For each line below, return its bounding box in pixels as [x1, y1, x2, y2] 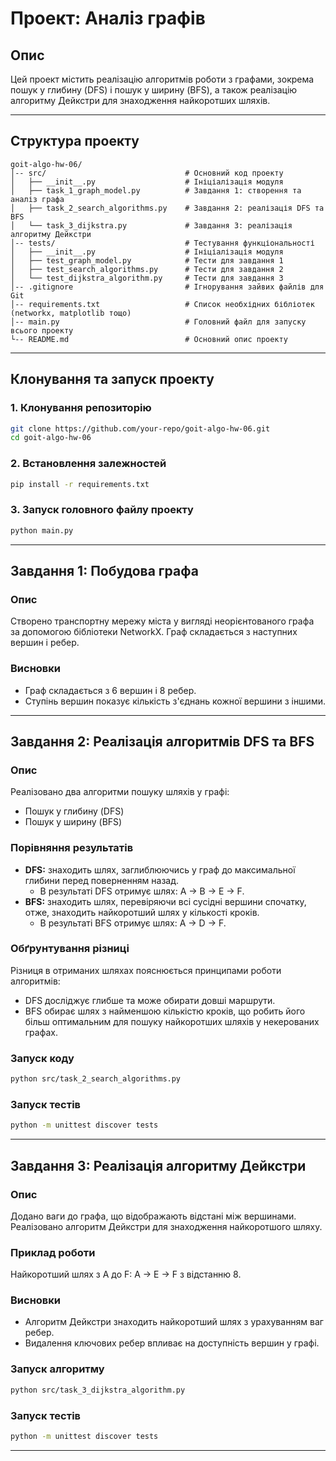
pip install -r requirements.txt [10, 479, 150, 489]
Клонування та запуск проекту [10, 371, 215, 388]
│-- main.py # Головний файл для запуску [10, 317, 307, 327]
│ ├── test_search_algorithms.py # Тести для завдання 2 [10, 264, 284, 274]
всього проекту [10, 325, 74, 336]
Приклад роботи [10, 1245, 96, 1259]
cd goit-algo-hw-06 [10, 433, 92, 443]
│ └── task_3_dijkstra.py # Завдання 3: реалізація [10, 220, 293, 231]
